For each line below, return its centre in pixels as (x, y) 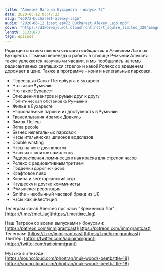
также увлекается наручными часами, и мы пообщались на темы (73, 61)
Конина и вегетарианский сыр (43, 178)
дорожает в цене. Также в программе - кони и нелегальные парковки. (78, 71)
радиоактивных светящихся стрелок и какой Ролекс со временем (74, 66)
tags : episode (19, 37)
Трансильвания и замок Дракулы (47, 117)
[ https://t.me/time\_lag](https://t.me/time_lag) (50, 214)
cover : (12, 28)
